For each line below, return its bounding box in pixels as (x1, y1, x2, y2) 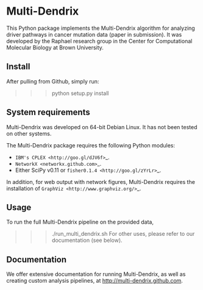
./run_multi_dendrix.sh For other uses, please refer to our (51, 230, 195, 238)
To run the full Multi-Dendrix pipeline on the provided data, (6, 218, 154, 226)
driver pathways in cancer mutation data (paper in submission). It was (6, 30, 182, 38)
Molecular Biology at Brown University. (6, 44, 104, 51)
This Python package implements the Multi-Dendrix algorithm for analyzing (6, 24, 195, 32)
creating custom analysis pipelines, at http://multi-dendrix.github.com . (6, 277, 183, 285)
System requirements (6, 107, 90, 118)
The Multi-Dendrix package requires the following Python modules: (6, 141, 176, 149)
